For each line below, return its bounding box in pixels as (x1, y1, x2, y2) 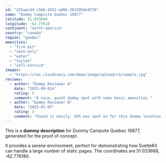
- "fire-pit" (9, 44, 37, 49)
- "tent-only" (9, 49, 39, 54)
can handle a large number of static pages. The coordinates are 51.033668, (5, 148, 160, 154)
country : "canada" (5, 30, 43, 35)
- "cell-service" (9, 63, 46, 68)
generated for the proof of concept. (5, 133, 78, 139)
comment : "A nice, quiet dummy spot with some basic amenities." (14, 95, 153, 100)
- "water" (9, 53, 30, 59)
